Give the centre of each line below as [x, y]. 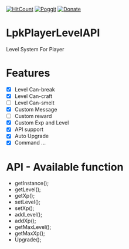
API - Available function [65, 167]
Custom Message [36, 110]
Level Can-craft [33, 96]
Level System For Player [35, 49]
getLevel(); [28, 189]
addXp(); [25, 221]
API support [29, 129]
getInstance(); [31, 184]
